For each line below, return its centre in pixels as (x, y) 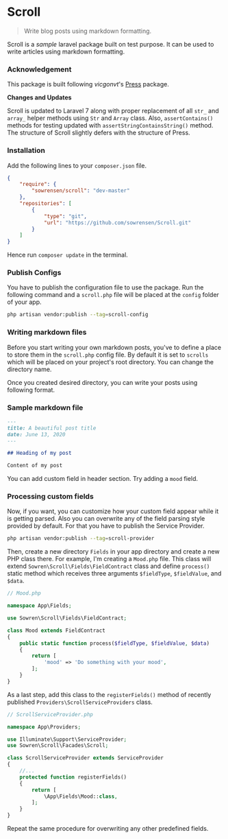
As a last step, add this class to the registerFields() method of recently (109, 694)
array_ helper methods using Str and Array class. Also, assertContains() (110, 118)
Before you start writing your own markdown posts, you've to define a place (114, 347)
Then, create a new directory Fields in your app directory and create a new (114, 552)
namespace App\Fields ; (39, 606)
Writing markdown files (47, 332)
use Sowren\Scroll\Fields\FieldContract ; (67, 618)
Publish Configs (34, 273)
